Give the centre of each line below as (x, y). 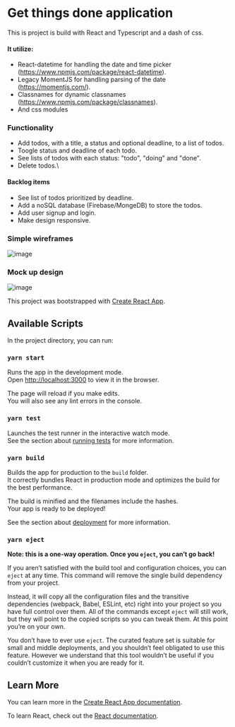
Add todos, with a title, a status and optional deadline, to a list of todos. (121, 143)
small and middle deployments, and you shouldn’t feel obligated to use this (116, 648)
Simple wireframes (41, 238)
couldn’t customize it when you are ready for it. (76, 663)
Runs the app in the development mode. (65, 372)
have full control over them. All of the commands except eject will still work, (118, 612)
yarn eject (26, 539)
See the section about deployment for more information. (89, 522)
